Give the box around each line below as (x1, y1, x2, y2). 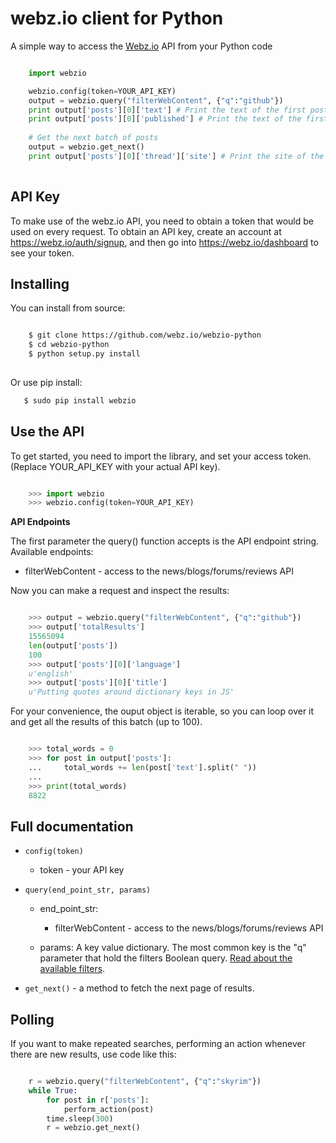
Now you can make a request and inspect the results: (10, 585, 230, 597)
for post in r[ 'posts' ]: (46, 1095, 150, 1105)
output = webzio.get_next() (28, 142, 145, 152)
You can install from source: (10, 302, 126, 314)
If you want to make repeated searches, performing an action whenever (10, 1038, 306, 1049)
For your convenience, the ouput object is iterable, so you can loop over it (10, 705, 315, 717)
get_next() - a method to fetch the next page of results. (24, 982, 255, 994)
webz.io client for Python (10, 7, 224, 30)
